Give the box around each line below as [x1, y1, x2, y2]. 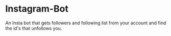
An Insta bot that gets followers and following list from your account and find [5, 20, 166, 26]
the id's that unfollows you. [5, 25, 62, 31]
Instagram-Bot [5, 3, 69, 15]
